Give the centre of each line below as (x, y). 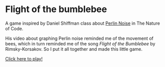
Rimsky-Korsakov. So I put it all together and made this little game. (74, 49)
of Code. (14, 28)
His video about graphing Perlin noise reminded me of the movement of (79, 38)
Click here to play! (24, 58)
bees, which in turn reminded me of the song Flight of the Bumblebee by (80, 43)
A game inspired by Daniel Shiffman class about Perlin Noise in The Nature (82, 23)
